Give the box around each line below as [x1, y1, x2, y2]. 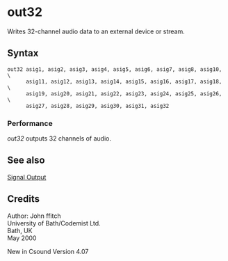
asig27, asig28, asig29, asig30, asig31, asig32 [25, 102, 170, 109]
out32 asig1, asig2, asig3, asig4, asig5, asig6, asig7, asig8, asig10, [7, 65, 222, 73]
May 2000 [7, 234, 37, 242]
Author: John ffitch [7, 212, 61, 220]
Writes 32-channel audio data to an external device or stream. [7, 27, 186, 35]
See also [7, 155, 45, 166]
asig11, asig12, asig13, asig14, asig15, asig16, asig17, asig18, [25, 78, 222, 85]
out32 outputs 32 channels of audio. [7, 134, 112, 143]
